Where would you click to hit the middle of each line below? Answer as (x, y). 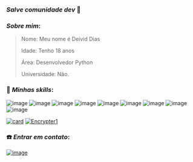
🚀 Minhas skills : (30, 90)
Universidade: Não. (45, 74)
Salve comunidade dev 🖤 (44, 10)
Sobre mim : (24, 25)
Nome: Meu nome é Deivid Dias (61, 39)
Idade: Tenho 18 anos (47, 51)
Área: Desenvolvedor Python (57, 62)
